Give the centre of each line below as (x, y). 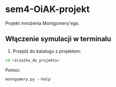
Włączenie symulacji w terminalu (58, 39)
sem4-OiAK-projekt (47, 9)
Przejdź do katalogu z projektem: (47, 51)
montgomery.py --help (28, 79)
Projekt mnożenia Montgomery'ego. (42, 23)
